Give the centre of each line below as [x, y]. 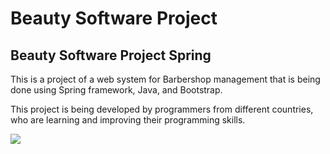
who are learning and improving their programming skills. [128, 120]
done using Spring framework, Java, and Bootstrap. [116, 90]
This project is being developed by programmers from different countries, [162, 109]
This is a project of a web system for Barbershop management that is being [165, 79]
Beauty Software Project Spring [111, 55]
